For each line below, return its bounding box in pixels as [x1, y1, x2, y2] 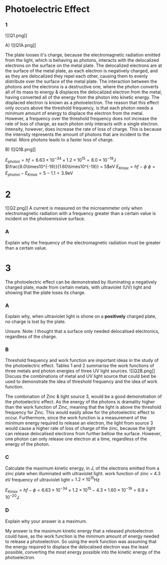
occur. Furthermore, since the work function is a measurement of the [5, 415, 147, 421]
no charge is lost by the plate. [5, 318, 66, 324]
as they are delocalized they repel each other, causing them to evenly [5, 73, 148, 79]
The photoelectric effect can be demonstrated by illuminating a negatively [5, 279, 157, 285]
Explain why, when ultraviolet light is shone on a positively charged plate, [5, 313, 157, 319]
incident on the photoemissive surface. [5, 216, 86, 222]
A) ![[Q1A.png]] [5, 42, 36, 48]
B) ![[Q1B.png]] [5, 146, 36, 153]
